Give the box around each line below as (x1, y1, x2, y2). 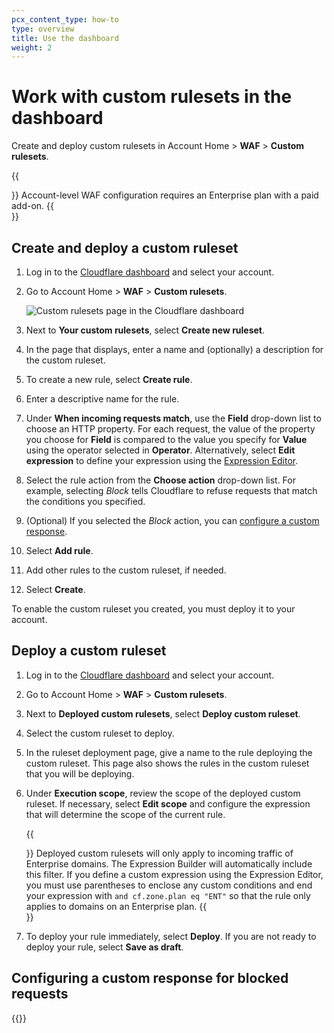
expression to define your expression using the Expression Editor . (25, 455, 299, 466)
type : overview (11, 24, 75, 34)
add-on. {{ (11, 200, 55, 212)
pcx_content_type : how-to (11, 14, 119, 25)
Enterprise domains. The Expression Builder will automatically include (25, 857, 313, 870)
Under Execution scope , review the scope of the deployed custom (25, 787, 301, 799)
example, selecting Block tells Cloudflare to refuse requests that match (25, 485, 318, 496)
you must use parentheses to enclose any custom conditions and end (25, 879, 313, 891)
